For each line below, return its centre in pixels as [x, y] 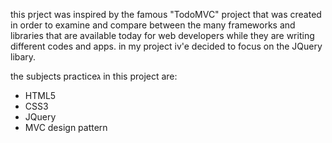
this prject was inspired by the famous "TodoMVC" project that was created [166, 14]
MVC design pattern [66, 127]
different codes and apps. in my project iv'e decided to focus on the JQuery [166, 46]
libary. [23, 57]
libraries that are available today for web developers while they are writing [162, 35]
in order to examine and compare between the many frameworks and [153, 25]
